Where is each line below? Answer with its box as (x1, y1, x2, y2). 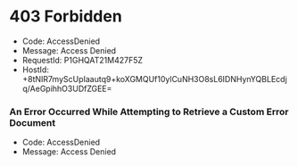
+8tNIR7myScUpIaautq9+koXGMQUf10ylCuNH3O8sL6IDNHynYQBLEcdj (21, 73, 287, 84)
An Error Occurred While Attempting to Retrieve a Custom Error (9, 105, 289, 118)
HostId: (21, 64, 49, 75)
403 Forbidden (9, 6, 122, 27)
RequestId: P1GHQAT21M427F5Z (21, 54, 144, 65)
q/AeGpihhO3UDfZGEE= (21, 83, 112, 94)
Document (9, 116, 56, 129)
